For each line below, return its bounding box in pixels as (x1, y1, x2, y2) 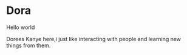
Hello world (6, 24, 35, 31)
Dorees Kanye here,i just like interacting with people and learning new (6, 35, 181, 42)
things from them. (6, 42, 51, 49)
